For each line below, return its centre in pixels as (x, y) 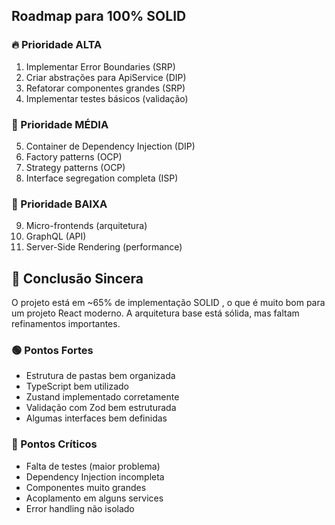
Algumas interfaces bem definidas (96, 418)
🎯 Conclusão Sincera (77, 278)
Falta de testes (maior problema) (93, 466)
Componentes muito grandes (86, 487)
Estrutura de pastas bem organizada (100, 376)
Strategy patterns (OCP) (75, 167)
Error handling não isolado (80, 508)
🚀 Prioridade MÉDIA (60, 124)
